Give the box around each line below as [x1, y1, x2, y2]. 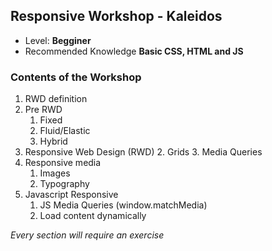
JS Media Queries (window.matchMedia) [39, 199, 208, 211]
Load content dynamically [39, 210, 147, 222]
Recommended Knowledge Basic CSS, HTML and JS [24, 45, 244, 57]
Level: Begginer [24, 34, 92, 46]
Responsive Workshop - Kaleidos [10, 8, 223, 25]
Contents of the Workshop [10, 70, 142, 84]
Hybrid [39, 135, 68, 148]
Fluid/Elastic [39, 125, 91, 137]
